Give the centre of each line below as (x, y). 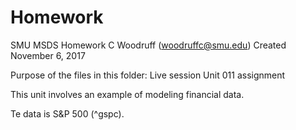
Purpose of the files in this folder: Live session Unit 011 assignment (148, 75)
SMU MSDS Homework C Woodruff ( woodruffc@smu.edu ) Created (148, 45)
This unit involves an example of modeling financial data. (127, 94)
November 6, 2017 (48, 55)
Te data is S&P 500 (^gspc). (67, 113)
